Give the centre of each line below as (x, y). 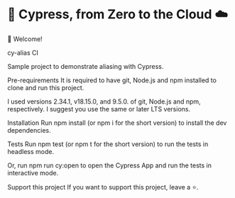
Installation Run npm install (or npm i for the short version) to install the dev (117, 123)
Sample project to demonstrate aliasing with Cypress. (86, 66)
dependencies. (29, 130)
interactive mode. (33, 172)
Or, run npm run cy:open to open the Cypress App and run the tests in (109, 165)
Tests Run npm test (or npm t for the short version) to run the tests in (108, 144)
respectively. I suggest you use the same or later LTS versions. (99, 109)
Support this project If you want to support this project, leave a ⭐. (103, 187)
